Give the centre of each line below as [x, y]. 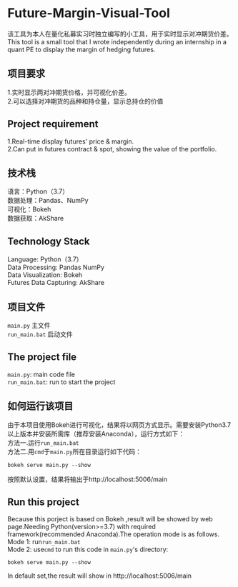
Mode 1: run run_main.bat [44, 542]
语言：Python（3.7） [38, 191]
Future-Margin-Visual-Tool [89, 13]
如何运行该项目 [40, 406]
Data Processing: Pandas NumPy [56, 267]
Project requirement [53, 124]
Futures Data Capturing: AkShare [56, 283]
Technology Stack [49, 241]
